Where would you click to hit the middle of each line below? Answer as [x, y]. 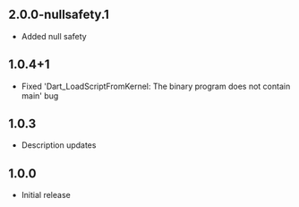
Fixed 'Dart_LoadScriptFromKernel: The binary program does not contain [156, 86]
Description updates [59, 145]
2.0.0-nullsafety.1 [59, 15]
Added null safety [54, 36]
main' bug [40, 95]
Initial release [46, 195]
